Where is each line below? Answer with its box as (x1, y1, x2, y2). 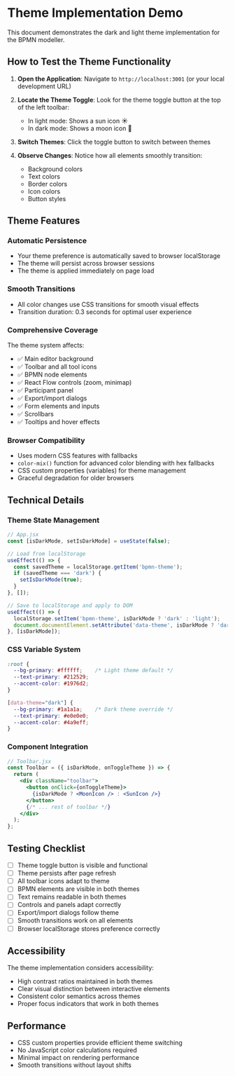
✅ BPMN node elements (17, 370, 87, 379)
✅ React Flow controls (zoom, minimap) (17, 379, 132, 387)
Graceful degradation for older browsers (17, 474, 134, 482)
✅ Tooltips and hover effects (17, 418, 100, 426)
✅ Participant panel (17, 386, 73, 395)
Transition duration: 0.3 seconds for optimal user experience (17, 307, 192, 316)
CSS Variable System (7, 645, 81, 655)
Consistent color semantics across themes (17, 992, 141, 1000)
